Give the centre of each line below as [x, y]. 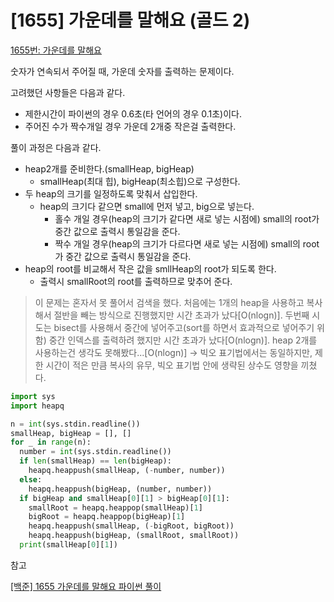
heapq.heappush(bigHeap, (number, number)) [120, 489]
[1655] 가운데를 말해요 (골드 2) [130, 20]
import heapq [37, 406]
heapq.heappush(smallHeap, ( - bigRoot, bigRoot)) [131, 526]
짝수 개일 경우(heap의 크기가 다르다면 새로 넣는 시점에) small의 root [187, 243]
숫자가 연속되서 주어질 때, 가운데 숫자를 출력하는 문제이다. [122, 71]
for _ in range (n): [51, 442]
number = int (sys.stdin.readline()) [95, 452]
